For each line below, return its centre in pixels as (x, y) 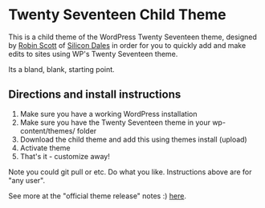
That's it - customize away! (65, 156)
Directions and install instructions (95, 95)
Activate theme (45, 148)
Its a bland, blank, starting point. (61, 69)
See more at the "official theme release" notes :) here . (98, 196)
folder (87, 130)
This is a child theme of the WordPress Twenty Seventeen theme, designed (132, 37)
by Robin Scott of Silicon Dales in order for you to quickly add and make (127, 45)
